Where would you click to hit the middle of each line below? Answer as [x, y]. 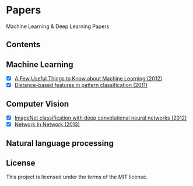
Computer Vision [38, 103]
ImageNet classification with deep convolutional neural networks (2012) [101, 118]
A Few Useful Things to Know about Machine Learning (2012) [88, 79]
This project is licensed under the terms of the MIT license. [77, 177]
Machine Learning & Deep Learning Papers [58, 26]
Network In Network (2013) [47, 124]
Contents [23, 45]
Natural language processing [60, 143]
